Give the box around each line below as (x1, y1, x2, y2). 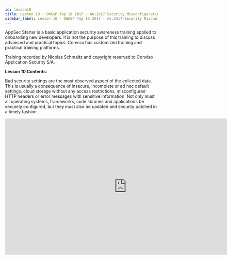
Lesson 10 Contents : (5, 69, 47, 75)
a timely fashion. (5, 109, 38, 115)
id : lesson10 (5, 7, 32, 12)
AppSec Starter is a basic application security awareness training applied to (5, 30, 157, 35)
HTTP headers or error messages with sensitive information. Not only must (5, 93, 155, 99)
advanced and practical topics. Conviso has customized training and (5, 40, 142, 46)
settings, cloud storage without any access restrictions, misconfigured (5, 88, 146, 94)
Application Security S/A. (5, 59, 55, 65)
